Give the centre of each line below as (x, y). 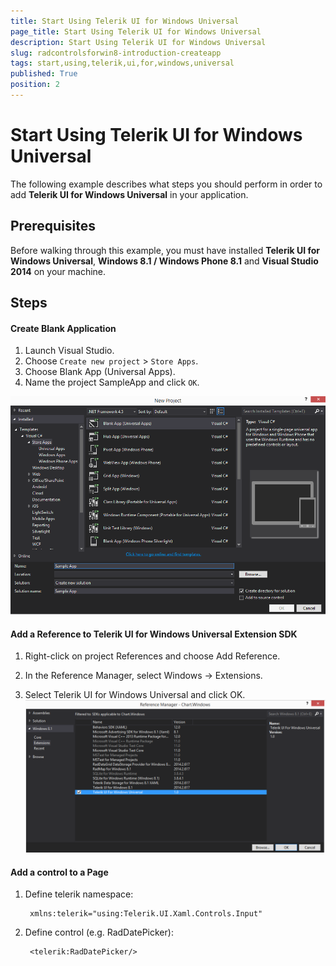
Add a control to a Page (59, 872)
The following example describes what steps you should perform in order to (166, 184)
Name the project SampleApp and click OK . (112, 382)
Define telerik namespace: (79, 894)
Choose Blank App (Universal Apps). (100, 372)
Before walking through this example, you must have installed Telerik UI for (165, 250)
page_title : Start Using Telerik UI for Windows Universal (136, 31)
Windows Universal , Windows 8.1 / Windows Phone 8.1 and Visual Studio (164, 261)
